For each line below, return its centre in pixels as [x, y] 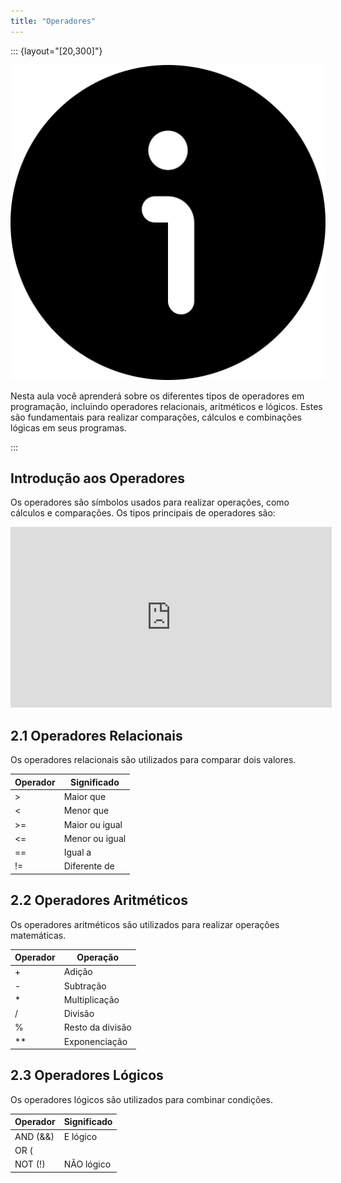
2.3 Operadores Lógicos [87, 1075]
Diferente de [89, 866]
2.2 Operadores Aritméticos [99, 900]
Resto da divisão [97, 1027]
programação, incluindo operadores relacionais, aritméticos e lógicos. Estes [166, 406]
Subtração [85, 986]
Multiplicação [91, 999]
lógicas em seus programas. [68, 427]
